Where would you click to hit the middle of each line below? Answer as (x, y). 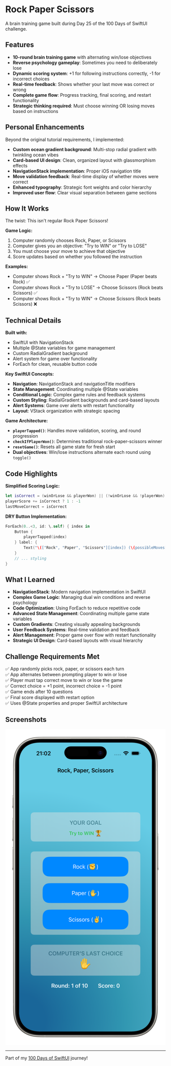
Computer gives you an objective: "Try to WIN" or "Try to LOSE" (80, 246)
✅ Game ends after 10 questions (39, 692)
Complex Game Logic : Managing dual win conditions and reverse (81, 597)
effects (20, 165)
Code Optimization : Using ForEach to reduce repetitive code (77, 608)
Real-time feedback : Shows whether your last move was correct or (83, 84)
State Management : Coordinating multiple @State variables (75, 389)
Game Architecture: (27, 421)
